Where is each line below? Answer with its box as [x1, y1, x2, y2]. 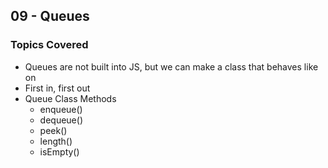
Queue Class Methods [24, 92, 117, 104]
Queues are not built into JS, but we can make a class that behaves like [24, 60, 319, 73]
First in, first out [24, 82, 91, 94]
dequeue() [39, 114, 83, 126]
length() [39, 135, 73, 147]
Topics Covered [10, 38, 89, 52]
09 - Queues [10, 8, 90, 25]
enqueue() [39, 103, 83, 115]
